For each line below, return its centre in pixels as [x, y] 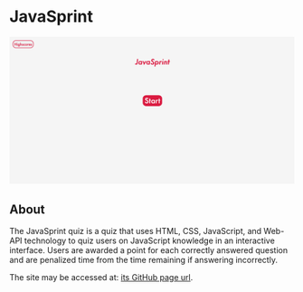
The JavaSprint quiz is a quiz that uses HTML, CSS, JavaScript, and [136, 231]
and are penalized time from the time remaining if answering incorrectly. [144, 260]
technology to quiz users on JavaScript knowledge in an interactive [150, 240]
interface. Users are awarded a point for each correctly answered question [148, 250]
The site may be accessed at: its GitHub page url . [101, 278]
